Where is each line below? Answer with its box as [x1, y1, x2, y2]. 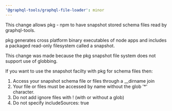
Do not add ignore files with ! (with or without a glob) [12, 94, 125, 100]
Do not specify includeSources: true [12, 100, 89, 106]
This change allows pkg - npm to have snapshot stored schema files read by [5, 22, 167, 28]
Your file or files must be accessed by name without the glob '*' [12, 83, 148, 89]
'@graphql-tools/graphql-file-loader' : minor [5, 7, 104, 13]
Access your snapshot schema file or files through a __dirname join [12, 78, 155, 84]
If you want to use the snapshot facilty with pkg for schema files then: [5, 68, 153, 74]
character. [12, 88, 35, 95]
